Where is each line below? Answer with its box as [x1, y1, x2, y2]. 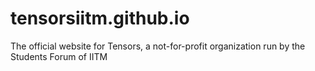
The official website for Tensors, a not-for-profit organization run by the [10, 40, 306, 52]
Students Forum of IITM [10, 50, 108, 62]
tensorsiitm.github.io [10, 7, 190, 30]
